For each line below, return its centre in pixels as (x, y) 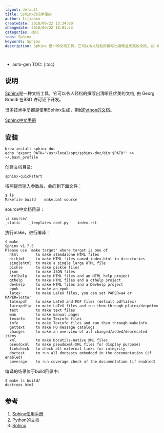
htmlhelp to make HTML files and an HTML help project (70, 276)
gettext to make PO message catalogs (52, 328)
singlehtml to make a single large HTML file (58, 263)
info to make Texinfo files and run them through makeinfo (78, 323)
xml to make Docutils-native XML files (59, 341)
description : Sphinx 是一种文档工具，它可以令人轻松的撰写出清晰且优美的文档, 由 (80, 46)
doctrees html (20, 385)
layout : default (21, 10)
